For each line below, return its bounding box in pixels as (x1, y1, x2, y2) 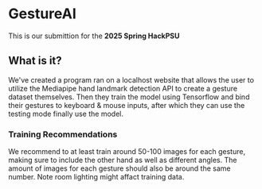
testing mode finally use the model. (8, 109, 123, 118)
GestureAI (8, 5, 77, 23)
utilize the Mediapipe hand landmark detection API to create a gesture (8, 83, 237, 93)
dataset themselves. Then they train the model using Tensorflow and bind (8, 92, 250, 102)
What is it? (8, 54, 62, 67)
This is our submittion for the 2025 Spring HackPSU (8, 31, 180, 40)
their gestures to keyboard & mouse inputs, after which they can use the (8, 100, 245, 110)
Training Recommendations (8, 129, 118, 140)
